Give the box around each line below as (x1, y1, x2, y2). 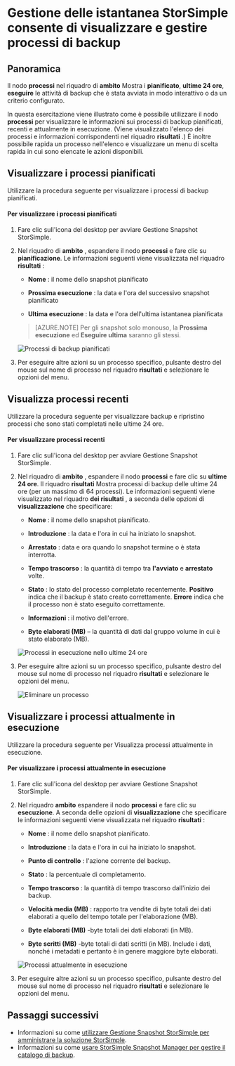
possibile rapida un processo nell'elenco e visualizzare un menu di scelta (7, 140, 219, 148)
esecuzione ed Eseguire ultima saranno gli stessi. (34, 331, 181, 339)
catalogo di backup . (17, 1051, 76, 1059)
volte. (27, 571, 44, 580)
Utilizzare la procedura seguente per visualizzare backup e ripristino (7, 412, 205, 420)
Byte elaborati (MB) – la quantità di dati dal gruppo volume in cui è (27, 628, 221, 636)
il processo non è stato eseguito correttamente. (27, 600, 166, 609)
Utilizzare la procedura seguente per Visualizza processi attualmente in (7, 740, 213, 749)
